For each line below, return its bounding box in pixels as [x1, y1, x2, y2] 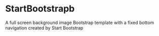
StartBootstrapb [5, 3, 75, 14]
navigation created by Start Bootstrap [5, 24, 84, 30]
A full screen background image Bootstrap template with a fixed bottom [5, 19, 154, 25]
